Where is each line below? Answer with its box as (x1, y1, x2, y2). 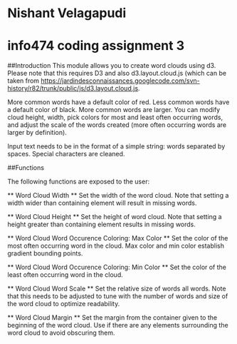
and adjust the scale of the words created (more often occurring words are (7, 121, 226, 129)
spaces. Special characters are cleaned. (7, 150, 125, 158)
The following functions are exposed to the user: (7, 177, 150, 186)
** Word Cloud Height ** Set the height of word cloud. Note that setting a (7, 213, 222, 221)
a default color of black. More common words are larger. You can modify (7, 106, 221, 114)
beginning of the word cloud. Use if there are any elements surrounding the (7, 321, 229, 330)
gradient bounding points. (7, 249, 83, 258)
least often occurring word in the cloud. (7, 270, 123, 279)
